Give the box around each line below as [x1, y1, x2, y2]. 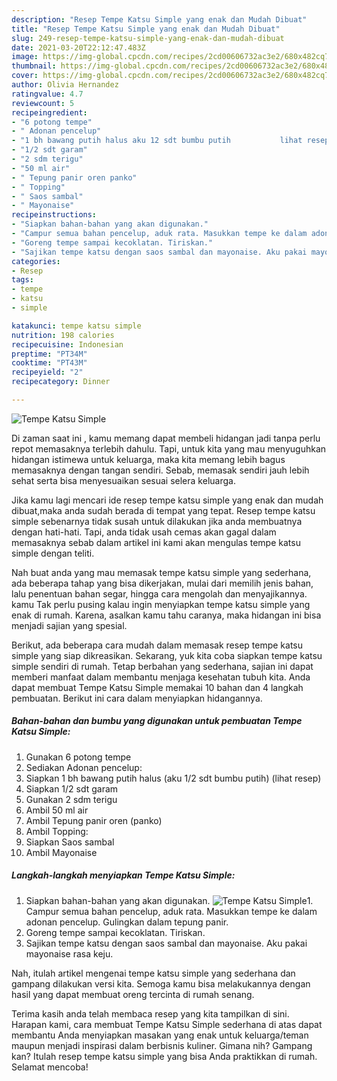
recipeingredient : [11, 107, 88, 118]
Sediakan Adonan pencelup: [25, 761, 143, 773]
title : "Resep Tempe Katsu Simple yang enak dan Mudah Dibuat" [11, 24, 281, 34]
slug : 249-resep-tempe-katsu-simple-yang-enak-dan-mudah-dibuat [11, 33, 285, 43]
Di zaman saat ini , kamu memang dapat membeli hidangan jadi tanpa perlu [11, 432, 321, 444]
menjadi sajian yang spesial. [11, 619, 128, 631]
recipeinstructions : [11, 210, 98, 220]
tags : [11, 275, 34, 285]
